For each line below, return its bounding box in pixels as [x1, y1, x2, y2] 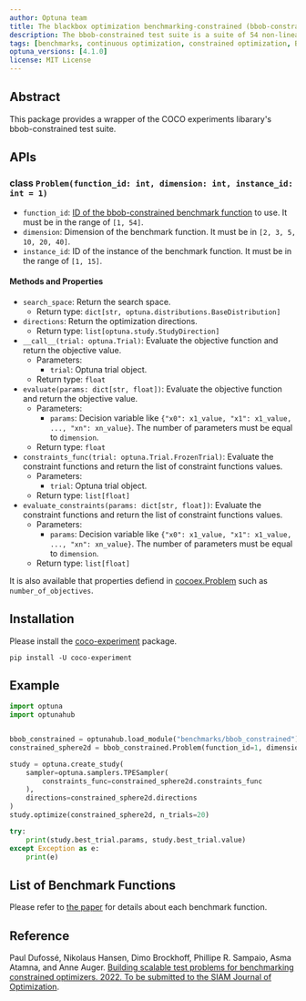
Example [9, 678, 60, 693]
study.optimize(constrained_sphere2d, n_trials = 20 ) [9, 811, 209, 820]
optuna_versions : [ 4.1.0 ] [9, 47, 107, 56]
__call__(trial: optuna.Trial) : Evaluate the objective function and [22, 334, 279, 346]
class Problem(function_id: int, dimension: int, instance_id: [9, 177, 293, 189]
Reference [9, 928, 70, 944]
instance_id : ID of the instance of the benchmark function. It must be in [22, 245, 292, 256]
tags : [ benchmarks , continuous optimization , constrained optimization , [9, 38, 291, 48]
